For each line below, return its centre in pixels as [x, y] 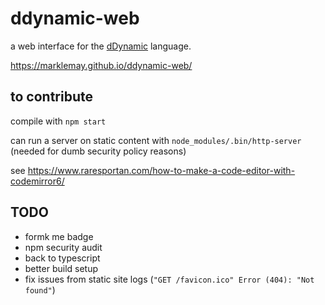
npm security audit [63, 247]
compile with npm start [58, 121]
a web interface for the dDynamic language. [101, 46]
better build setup [61, 268]
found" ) [40, 289]
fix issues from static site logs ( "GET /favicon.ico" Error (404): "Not [169, 279]
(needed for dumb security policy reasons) [98, 151]
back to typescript [62, 258]
